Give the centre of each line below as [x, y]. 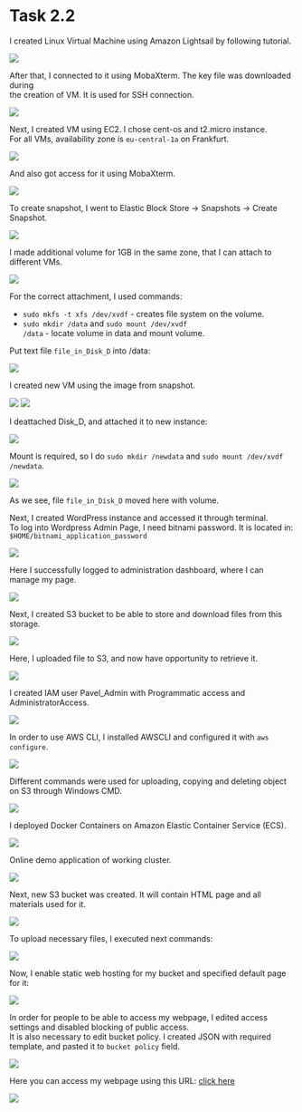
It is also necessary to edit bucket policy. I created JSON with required [140, 1036]
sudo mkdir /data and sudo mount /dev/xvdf [105, 324]
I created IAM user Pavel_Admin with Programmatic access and [127, 692]
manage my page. [43, 579]
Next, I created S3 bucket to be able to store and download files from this [146, 614]
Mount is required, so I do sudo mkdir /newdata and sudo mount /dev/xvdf [146, 456]
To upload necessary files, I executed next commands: [111, 938]
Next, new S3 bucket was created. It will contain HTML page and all [136, 894]
